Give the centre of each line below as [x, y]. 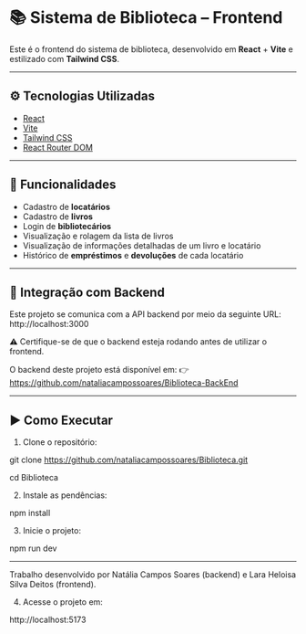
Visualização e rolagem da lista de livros [98, 236]
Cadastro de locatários [66, 206]
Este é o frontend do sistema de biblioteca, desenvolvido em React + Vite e [151, 49]
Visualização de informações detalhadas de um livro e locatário [142, 245]
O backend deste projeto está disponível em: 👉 [99, 370]
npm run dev [33, 548]
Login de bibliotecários [67, 226]
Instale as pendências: [65, 495]
